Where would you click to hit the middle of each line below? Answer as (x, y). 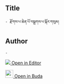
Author (16, 41)
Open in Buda (28, 76)
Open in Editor (26, 63)
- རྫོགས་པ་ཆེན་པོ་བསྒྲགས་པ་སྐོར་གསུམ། (32, 22)
